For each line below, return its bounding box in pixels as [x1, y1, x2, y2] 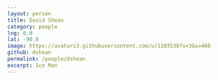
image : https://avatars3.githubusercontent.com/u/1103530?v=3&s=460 [7, 42, 211, 49]
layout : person [7, 10, 52, 17]
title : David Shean [7, 17, 64, 24]
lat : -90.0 [7, 36, 39, 43]
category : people [7, 23, 58, 30]
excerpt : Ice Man [7, 62, 58, 69]
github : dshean [7, 49, 52, 56]
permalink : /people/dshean [7, 56, 86, 63]
